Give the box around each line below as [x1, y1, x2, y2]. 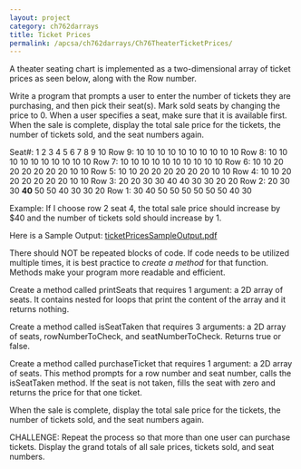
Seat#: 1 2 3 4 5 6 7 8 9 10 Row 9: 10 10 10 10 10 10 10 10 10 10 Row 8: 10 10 [9, 147, 288, 158]
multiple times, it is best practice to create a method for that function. [9, 258, 269, 269]
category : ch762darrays [9, 22, 100, 31]
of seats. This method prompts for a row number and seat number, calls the [9, 368, 292, 379]
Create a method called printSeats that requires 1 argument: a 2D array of [9, 285, 284, 296]
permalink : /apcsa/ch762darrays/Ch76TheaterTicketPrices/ [9, 38, 233, 48]
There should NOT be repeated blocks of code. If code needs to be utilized [9, 248, 290, 259]
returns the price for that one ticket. [9, 387, 143, 398]
